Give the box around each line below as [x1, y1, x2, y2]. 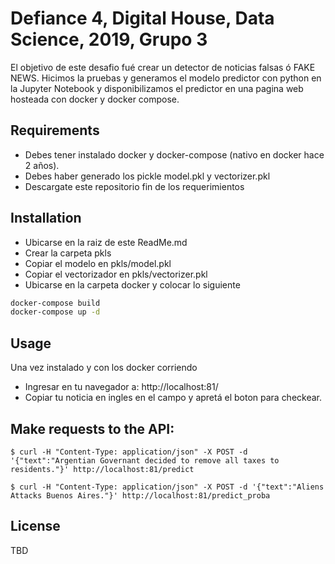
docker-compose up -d [10, 307, 101, 317]
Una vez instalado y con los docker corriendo [10, 362, 198, 374]
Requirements [10, 122, 100, 139]
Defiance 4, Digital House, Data [10, 7, 275, 30]
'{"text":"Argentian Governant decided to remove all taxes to [10, 455, 280, 466]
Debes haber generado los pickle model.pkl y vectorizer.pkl [24, 170, 271, 182]
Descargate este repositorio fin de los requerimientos [24, 180, 245, 192]
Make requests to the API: [10, 420, 175, 437]
